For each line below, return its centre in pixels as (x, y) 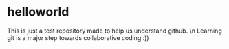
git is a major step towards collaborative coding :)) (78, 37)
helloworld (38, 12)
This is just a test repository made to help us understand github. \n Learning (115, 31)
